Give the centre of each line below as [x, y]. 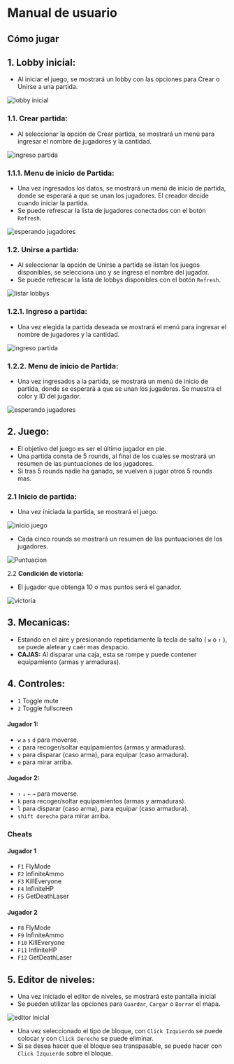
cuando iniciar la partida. [53, 203]
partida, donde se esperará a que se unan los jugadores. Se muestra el [119, 388]
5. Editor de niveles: [51, 980]
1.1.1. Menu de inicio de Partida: [61, 173]
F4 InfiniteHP [36, 889]
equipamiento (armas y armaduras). [69, 662]
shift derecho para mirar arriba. [64, 816]
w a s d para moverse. [48, 740]
